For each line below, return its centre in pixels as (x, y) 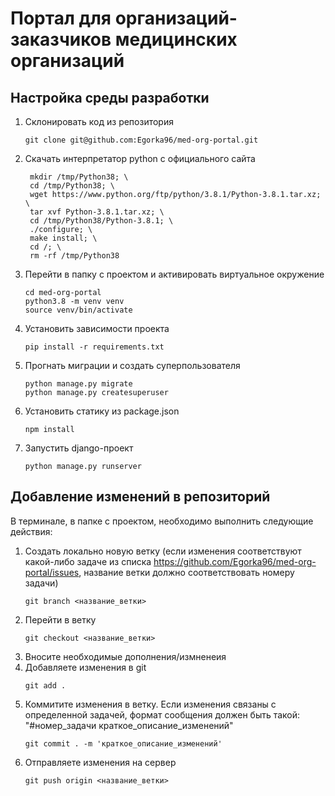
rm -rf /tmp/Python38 (74, 256)
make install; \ (63, 238)
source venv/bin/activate (78, 310)
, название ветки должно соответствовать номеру (186, 572)
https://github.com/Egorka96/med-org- (235, 561)
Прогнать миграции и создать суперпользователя (132, 365)
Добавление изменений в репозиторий (140, 497)
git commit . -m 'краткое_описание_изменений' (123, 743)
